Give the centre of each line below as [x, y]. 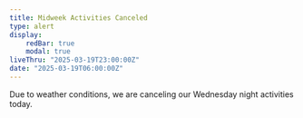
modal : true [48, 52]
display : [26, 34]
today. [21, 103]
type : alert [32, 26]
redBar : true [50, 43]
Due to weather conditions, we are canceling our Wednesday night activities [151, 94]
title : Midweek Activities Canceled [78, 18]
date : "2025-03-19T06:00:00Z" [67, 69]
